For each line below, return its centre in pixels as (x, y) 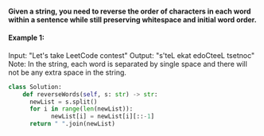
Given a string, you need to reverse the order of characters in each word (130, 11)
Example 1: (27, 38)
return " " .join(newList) (72, 124)
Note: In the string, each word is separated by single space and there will (128, 64)
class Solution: (35, 87)
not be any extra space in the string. (68, 72)
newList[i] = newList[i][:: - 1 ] (103, 117)
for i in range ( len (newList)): (81, 109)
